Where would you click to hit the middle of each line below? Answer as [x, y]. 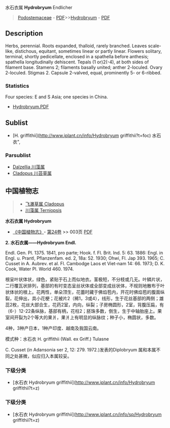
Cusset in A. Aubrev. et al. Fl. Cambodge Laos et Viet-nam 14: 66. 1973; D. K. [85, 264]
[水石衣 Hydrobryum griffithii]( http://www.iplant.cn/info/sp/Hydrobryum [87, 414]
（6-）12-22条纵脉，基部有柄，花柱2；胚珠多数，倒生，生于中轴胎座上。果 [83, 311]
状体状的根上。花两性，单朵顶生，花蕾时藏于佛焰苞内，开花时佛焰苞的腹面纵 [85, 292]
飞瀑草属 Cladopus [45, 204]
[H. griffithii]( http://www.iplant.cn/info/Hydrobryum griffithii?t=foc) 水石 [87, 135]
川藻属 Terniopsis [43, 210]
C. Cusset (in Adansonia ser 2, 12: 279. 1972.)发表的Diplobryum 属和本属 [81, 350]
